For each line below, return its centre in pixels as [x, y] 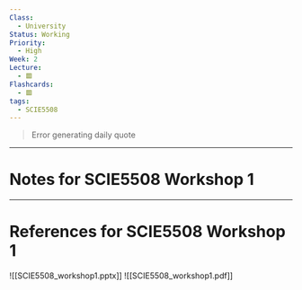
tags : [19, 101]
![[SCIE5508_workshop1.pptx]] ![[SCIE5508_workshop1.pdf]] [121, 276]
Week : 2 [24, 59]
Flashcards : [31, 84]
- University [42, 26]
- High [30, 51]
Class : [22, 18]
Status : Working [40, 34]
